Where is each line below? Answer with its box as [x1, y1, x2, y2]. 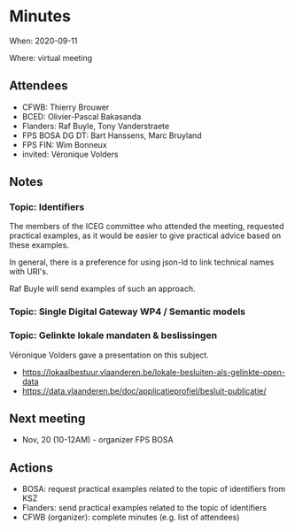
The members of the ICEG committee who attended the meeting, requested [9, 221, 285, 232]
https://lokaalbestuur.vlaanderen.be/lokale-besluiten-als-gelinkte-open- [21, 366, 286, 377]
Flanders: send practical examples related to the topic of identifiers [21, 503, 268, 513]
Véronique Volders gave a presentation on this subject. [9, 350, 210, 360]
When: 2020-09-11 [9, 35, 78, 46]
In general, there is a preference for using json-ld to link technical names [9, 257, 275, 267]
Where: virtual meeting [9, 52, 93, 63]
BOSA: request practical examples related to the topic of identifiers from [21, 484, 286, 495]
